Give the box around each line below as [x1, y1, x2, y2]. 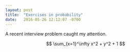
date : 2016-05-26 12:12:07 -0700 [5, 17, 81, 22]
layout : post [5, 7, 33, 13]
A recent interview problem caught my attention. [5, 31, 107, 37]
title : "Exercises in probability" [5, 12, 83, 17]
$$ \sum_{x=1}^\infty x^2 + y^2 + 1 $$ [46, 41, 125, 47]
